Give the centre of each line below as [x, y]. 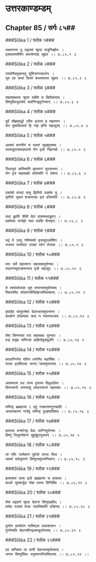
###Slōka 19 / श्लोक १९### [33, 469]
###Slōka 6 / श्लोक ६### [30, 159]
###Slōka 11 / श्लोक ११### [32, 278]
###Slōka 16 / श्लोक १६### [33, 397]
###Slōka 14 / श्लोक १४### [33, 349]
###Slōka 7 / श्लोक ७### [30, 183]
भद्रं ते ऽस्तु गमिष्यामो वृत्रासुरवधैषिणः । [34, 240]
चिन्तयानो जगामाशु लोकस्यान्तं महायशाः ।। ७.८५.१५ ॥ [48, 388]
